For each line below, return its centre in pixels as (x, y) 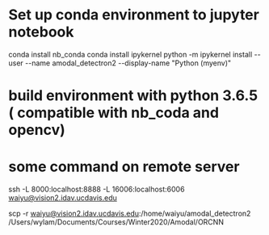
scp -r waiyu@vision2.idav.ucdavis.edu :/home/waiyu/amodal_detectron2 (130, 214)
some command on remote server (124, 167)
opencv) (37, 130)
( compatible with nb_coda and (114, 113)
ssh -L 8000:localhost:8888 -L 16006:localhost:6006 (97, 189)
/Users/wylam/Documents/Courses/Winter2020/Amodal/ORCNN (116, 222)
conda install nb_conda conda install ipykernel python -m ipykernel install (130, 54)
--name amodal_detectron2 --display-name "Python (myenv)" (128, 63)
